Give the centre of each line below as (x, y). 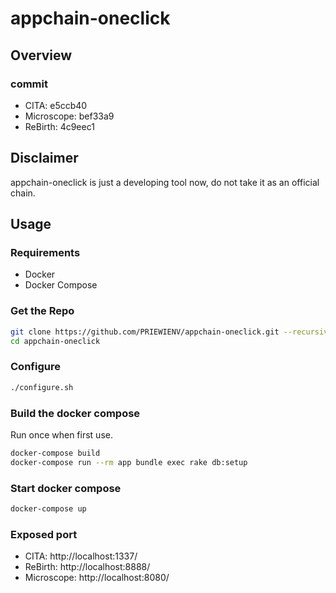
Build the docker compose (75, 413)
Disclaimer (44, 158)
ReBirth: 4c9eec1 (59, 126)
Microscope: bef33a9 (69, 116)
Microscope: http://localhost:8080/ (97, 578)
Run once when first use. (61, 434)
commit (29, 84)
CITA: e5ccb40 (56, 105)
